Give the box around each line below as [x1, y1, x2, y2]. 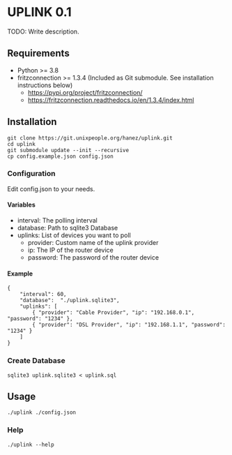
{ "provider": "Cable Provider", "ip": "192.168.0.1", [32, 309, 195, 316]
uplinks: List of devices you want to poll [17, 231, 131, 239]
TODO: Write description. [7, 27, 79, 36]
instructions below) [17, 81, 73, 89]
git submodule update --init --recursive [7, 147, 130, 154]
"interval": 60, [20, 291, 68, 298]
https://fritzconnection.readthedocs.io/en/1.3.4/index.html [27, 96, 194, 104]
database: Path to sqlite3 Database [17, 224, 118, 232]
